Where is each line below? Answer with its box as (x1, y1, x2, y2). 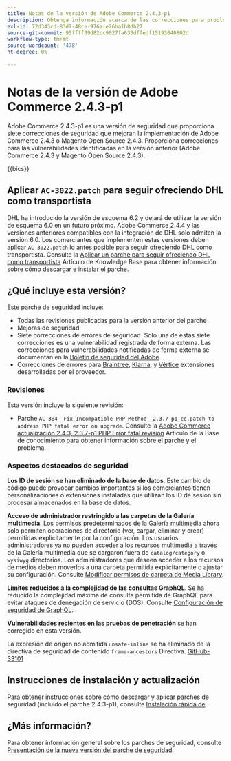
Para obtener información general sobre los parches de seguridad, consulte (7, 738, 222, 747)
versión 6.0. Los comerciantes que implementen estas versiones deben (7, 235, 210, 244)
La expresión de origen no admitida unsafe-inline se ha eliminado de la (7, 640, 211, 649)
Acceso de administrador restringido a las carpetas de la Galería (7, 512, 195, 520)
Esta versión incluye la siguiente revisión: (7, 401, 124, 409)
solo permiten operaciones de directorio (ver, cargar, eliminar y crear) (7, 526, 205, 535)
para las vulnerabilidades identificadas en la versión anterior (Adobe (7, 144, 201, 152)
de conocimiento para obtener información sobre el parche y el (16, 436, 197, 444)
